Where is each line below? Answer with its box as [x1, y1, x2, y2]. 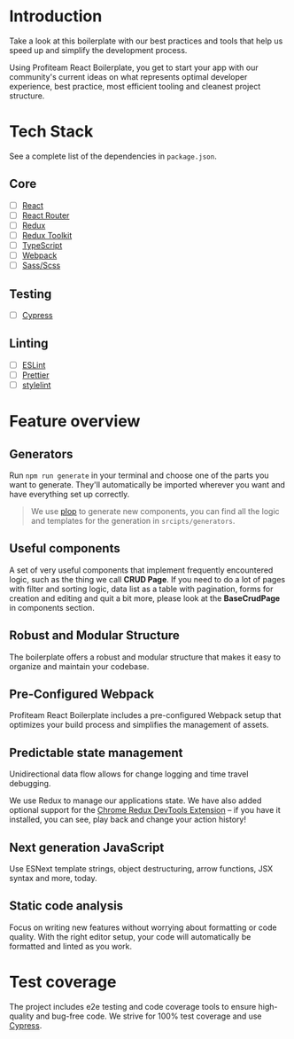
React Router [21, 210, 70, 221]
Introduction [9, 6, 103, 27]
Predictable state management [9, 745, 183, 760]
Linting [9, 336, 49, 351]
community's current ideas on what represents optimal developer [9, 71, 248, 82]
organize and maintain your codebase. [9, 660, 150, 671]
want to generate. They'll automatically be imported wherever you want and [9, 480, 286, 489]
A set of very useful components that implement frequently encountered [9, 565, 274, 575]
